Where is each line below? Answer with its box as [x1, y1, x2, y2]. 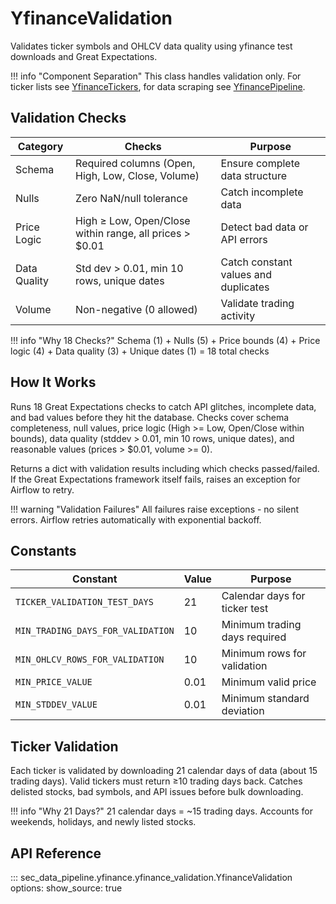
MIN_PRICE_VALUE [15, 677, 93, 688]
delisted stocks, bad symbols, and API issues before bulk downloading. [10, 786, 304, 798]
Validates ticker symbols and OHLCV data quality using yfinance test [10, 40, 293, 52]
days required [221, 630, 287, 644]
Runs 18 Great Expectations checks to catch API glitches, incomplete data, [10, 400, 317, 412]
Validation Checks [10, 110, 127, 127]
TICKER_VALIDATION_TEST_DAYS [15, 597, 154, 608]
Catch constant [220, 255, 293, 269]
